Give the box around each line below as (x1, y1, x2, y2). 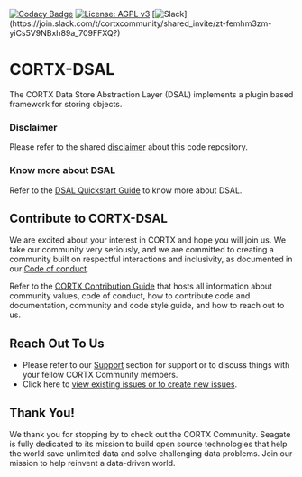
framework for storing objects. (9, 98, 123, 109)
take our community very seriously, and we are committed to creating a (9, 244, 275, 255)
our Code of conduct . (9, 263, 89, 274)
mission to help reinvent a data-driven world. (9, 457, 176, 468)
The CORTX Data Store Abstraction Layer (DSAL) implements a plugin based (9, 88, 294, 99)
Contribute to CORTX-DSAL (9, 210, 169, 225)
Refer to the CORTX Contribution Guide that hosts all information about (9, 280, 273, 292)
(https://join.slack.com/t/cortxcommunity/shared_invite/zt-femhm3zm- (9, 18, 272, 29)
